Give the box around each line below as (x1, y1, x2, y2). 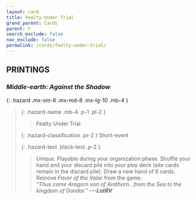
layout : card (6, 8, 39, 15)
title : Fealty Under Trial (6, 14, 74, 20)
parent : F (6, 25, 31, 32)
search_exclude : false (6, 31, 63, 37)
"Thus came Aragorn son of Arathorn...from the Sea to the (36, 180, 182, 187)
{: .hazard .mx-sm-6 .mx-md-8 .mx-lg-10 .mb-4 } (6, 96, 128, 104)
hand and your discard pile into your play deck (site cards (36, 161, 180, 169)
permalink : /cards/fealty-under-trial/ (6, 43, 107, 49)
